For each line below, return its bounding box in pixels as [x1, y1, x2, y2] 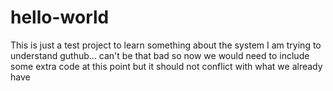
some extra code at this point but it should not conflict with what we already [10, 60, 323, 72]
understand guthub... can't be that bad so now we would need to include [10, 49, 310, 61]
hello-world [10, 6, 110, 29]
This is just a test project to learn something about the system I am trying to [10, 39, 322, 51]
